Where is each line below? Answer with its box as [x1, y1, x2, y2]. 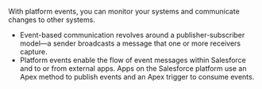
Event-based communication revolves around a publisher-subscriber [19, 31, 245, 39]
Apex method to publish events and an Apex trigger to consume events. [19, 72, 255, 81]
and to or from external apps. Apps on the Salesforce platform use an [19, 64, 247, 73]
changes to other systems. [8, 15, 95, 24]
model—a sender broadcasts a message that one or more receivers [19, 39, 241, 48]
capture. [19, 47, 48, 56]
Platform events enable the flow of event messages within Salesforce [19, 55, 246, 65]
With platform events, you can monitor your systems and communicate [8, 7, 240, 16]
